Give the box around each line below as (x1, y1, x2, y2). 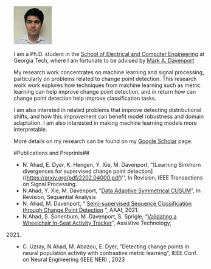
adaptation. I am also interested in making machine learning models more (13, 119, 197, 127)
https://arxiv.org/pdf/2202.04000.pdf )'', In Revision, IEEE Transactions (26, 174, 203, 181)
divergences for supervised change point (22, 167, 126, 175)
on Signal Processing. (22, 181, 77, 187)
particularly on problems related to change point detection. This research (13, 75, 197, 82)
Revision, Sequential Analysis (22, 194, 97, 200)
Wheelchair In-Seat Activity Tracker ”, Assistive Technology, (22, 219, 171, 226)
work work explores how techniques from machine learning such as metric (13, 82, 201, 89)
